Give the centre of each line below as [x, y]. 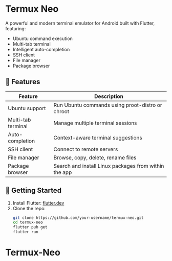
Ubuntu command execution [42, 38]
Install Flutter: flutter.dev [38, 203]
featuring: [16, 28]
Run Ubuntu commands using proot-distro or [108, 105]
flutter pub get [30, 227]
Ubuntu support [27, 108]
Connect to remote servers [86, 149]
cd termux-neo [28, 223]
